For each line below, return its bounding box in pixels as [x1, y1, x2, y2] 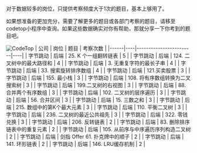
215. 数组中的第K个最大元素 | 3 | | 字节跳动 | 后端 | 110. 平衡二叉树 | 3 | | [15, 104, 188, 111]
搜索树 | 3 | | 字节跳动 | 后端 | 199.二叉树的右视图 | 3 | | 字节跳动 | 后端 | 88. [6, 82, 186, 88]
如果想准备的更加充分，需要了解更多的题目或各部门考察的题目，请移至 [6, 18, 176, 25]
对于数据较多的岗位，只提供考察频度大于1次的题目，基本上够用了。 [6, 5, 168, 12]
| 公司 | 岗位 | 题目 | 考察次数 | [35, 45, 107, 52]
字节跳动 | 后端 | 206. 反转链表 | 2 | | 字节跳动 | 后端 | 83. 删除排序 [32, 118, 191, 125]
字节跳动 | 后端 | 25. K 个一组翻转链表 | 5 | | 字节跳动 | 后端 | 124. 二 [28, 52, 190, 59]
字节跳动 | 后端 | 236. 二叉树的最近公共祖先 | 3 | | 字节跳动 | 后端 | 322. [6, 111, 176, 118]
